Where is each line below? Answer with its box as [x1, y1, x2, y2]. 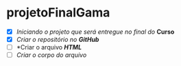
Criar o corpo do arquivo [16, 51, 87, 59]
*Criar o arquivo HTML [16, 43, 82, 52]
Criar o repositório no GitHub [16, 36, 99, 43]
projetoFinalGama [6, 5, 110, 21]
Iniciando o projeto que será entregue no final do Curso [16, 27, 175, 36]
